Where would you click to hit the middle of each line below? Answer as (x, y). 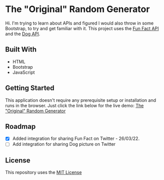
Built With (21, 49)
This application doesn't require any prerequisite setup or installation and (81, 100)
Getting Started (30, 88)
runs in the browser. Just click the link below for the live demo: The (74, 105)
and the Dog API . (23, 34)
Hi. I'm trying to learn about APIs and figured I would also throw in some (79, 23)
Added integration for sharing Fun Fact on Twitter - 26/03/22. (76, 138)
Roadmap (21, 126)
